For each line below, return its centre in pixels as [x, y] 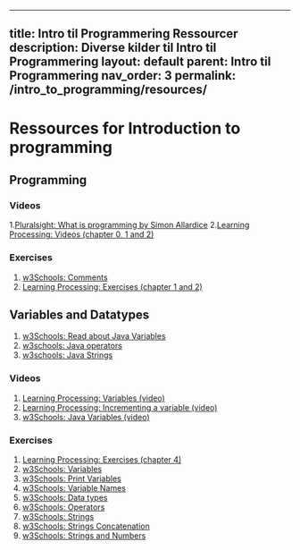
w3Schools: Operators [63, 507]
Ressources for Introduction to [125, 128]
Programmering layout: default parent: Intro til [140, 62]
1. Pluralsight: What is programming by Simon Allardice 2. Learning [129, 225]
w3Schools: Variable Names [74, 487]
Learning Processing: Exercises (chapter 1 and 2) [112, 286]
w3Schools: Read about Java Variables [94, 336]
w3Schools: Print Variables [72, 478]
